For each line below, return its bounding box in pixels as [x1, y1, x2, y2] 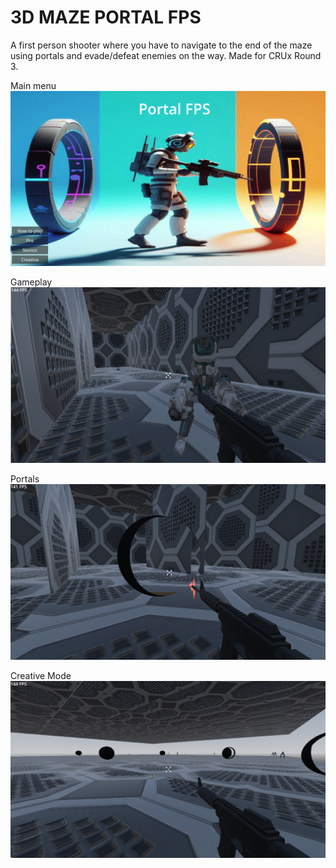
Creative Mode [10, 669, 72, 681]
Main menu [10, 79, 57, 91]
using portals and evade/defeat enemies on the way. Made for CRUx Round [10, 49, 322, 61]
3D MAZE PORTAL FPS [10, 6, 202, 29]
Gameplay [10, 276, 53, 288]
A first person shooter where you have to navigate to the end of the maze [10, 39, 313, 51]
